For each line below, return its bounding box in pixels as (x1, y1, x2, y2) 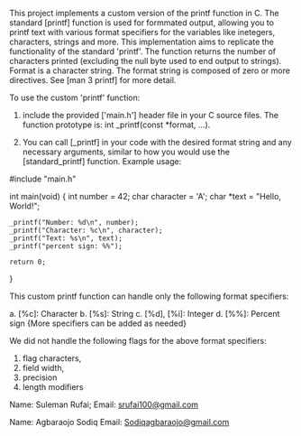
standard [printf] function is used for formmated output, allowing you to (9, 17, 275, 28)
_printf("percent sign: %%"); (9, 242, 123, 251)
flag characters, (22, 353, 82, 364)
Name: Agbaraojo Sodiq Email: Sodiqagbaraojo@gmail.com (9, 417, 230, 427)
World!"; (9, 200, 41, 211)
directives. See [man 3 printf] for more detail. (9, 75, 177, 85)
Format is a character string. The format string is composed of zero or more (9, 65, 291, 76)
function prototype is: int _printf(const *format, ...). (22, 119, 211, 130)
